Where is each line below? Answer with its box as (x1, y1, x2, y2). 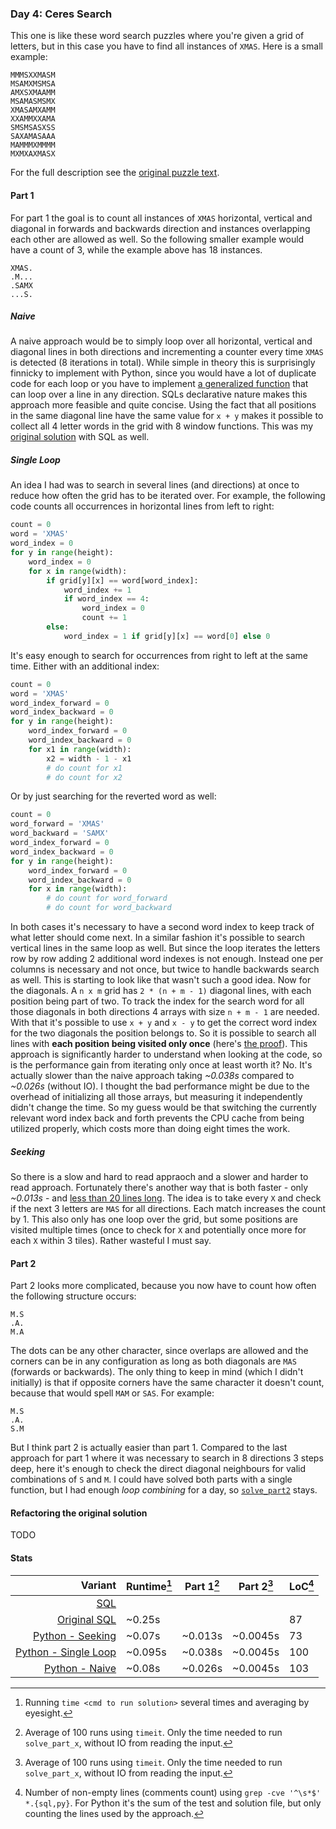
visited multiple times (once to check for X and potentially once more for (10, 1224, 307, 1236)
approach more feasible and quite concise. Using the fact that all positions (10, 399, 317, 411)
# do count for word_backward (46, 903, 172, 913)
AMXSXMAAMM (10, 88, 56, 98)
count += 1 (81, 613, 128, 623)
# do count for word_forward (46, 893, 168, 904)
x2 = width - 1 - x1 (46, 753, 132, 764)
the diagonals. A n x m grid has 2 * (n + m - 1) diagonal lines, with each (10, 985, 312, 997)
